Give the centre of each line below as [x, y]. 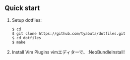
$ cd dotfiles [26, 38]
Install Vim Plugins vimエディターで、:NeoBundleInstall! [68, 52]
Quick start [22, 8]
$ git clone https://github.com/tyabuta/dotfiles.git [68, 33]
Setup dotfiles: [27, 20]
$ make [19, 42]
